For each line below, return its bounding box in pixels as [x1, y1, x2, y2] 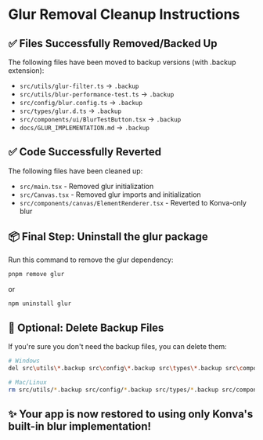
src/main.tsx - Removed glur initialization [19, 181, 154, 191]
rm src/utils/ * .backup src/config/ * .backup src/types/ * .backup [8, 386, 219, 394]
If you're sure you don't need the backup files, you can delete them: [8, 342, 227, 351]
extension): [8, 66, 45, 75]
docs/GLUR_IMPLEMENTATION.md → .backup [19, 123, 150, 132]
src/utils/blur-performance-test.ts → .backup [19, 89, 175, 99]
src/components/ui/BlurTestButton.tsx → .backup [19, 115, 182, 123]
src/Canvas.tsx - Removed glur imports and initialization [19, 190, 201, 199]
